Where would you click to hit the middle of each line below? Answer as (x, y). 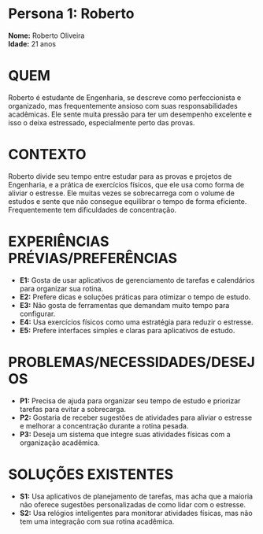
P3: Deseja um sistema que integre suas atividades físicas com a (125, 434)
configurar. (37, 313)
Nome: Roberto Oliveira (46, 35)
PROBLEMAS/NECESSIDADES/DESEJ (132, 362)
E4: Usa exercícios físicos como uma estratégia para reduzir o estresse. (136, 322)
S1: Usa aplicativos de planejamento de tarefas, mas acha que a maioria (136, 496)
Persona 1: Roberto (71, 14)
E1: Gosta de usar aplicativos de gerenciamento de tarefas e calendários (137, 280)
